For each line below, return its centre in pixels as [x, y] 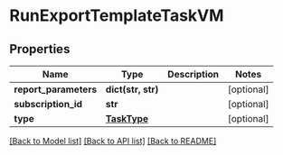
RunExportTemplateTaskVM [117, 16]
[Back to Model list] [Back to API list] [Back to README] [113, 141]
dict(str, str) [132, 89]
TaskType [127, 119]
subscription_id [48, 104]
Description [193, 74]
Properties [40, 49]
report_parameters [56, 89]
